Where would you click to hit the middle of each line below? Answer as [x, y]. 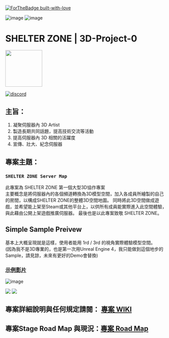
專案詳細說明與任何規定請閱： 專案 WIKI [69, 309]
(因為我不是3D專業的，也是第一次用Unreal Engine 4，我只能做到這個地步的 [84, 249]
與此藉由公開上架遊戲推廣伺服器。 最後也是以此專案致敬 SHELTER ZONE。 [84, 213]
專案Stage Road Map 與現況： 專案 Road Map [77, 328]
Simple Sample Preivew [44, 229]
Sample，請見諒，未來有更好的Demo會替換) [52, 255]
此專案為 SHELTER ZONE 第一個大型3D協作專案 [55, 187]
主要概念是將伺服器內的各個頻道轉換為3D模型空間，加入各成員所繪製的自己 [84, 194]
